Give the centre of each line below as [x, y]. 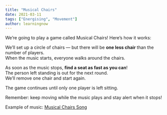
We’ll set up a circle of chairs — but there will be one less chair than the [79, 47]
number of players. [25, 53]
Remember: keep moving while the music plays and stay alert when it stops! [83, 98]
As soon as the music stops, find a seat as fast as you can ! [66, 68]
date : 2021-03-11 [23, 14]
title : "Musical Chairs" [31, 10]
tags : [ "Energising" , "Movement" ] [41, 19]
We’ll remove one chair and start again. [46, 78]
